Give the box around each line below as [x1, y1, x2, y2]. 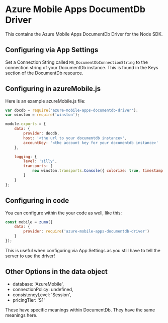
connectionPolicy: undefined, [12, 286, 74, 292]
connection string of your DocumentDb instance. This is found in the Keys [5, 64, 158, 70]
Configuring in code [5, 196, 69, 205]
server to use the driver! [5, 253, 55, 259]
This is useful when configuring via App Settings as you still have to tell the [5, 247, 161, 253]
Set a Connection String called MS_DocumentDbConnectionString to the [5, 59, 148, 65]
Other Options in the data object [5, 267, 108, 276]
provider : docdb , [23, 131, 59, 136]
